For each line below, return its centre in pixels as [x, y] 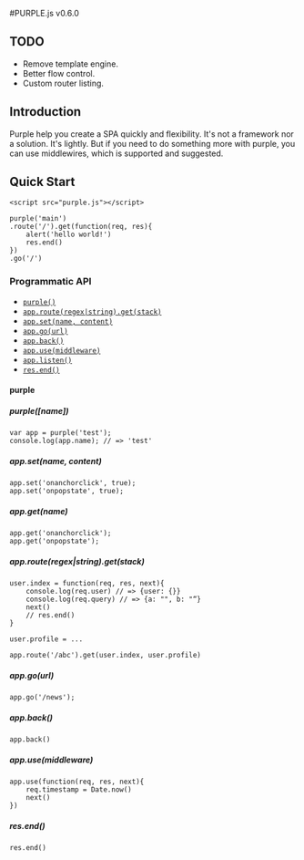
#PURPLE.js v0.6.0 [45, 13]
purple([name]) [39, 410]
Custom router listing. [63, 83]
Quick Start [42, 182]
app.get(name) [39, 511]
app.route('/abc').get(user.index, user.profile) [106, 656]
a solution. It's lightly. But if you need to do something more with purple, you [152, 143]
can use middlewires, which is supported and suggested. [117, 153]
